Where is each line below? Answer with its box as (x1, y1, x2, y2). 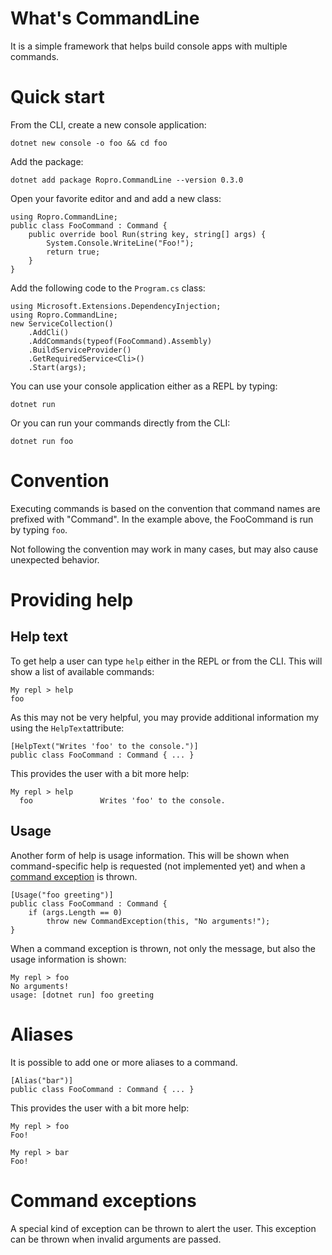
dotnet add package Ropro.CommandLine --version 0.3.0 (10, 175, 244, 185)
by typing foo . (10, 523, 68, 536)
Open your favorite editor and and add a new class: (10, 192, 222, 204)
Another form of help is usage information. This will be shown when (10, 849, 290, 861)
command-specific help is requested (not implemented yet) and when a (10, 860, 306, 872)
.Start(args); (28, 362, 87, 372)
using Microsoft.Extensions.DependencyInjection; (10, 301, 222, 311)
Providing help (10, 589, 134, 611)
